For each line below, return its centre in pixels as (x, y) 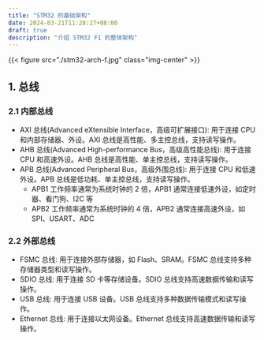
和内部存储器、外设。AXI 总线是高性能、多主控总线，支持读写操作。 (130, 140)
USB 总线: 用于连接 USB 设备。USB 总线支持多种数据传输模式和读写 (130, 299)
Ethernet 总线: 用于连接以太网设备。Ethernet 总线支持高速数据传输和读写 (138, 319)
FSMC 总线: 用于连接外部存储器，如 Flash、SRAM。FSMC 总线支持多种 (136, 260)
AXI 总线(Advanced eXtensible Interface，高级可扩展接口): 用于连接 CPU (138, 129)
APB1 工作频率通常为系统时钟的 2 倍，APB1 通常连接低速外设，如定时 (143, 189)
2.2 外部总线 (32, 241)
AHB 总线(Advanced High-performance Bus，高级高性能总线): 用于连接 (136, 149)
